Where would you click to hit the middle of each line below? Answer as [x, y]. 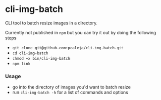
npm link [21, 64]
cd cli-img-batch [30, 53]
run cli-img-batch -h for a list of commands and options [70, 93]
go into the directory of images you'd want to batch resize [72, 87]
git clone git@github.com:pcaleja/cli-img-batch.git [68, 48]
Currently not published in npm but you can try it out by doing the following [80, 32]
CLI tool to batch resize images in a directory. [51, 23]
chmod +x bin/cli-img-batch [41, 58]
